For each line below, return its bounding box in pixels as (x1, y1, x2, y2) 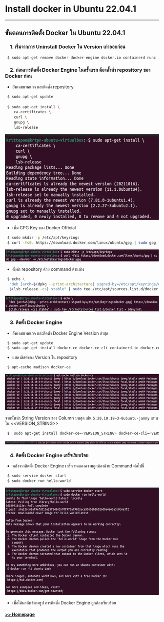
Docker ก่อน (5, 73, 32, 80)
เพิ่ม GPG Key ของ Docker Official (12, 224, 76, 230)
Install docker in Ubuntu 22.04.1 (5, 3, 137, 15)
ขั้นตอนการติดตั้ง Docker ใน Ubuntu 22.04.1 (5, 29, 125, 37)
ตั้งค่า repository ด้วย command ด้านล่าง (12, 266, 84, 272)
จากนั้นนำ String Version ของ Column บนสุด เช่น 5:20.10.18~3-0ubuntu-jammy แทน (5, 415, 159, 421)
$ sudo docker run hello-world (7, 479, 71, 483)
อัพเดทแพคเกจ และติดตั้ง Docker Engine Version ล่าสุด (12, 330, 109, 336)
